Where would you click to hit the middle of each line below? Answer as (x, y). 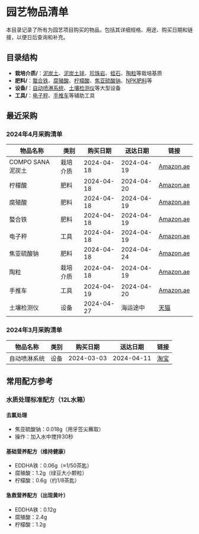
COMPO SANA (30, 162)
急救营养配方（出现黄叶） (37, 495)
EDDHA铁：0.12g (35, 509)
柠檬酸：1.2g (30, 524)
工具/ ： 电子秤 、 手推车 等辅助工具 (55, 95)
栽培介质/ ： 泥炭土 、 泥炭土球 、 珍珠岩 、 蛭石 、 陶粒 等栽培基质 (89, 73)
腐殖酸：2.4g (31, 517)
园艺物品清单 (38, 12)
